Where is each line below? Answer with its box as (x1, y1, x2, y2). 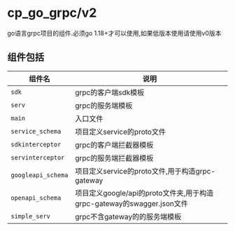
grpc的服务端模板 (74, 100, 133, 110)
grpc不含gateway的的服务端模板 (74, 211, 182, 221)
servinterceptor (10, 153, 65, 162)
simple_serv (10, 212, 51, 220)
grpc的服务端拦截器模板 (74, 153, 154, 162)
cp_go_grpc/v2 (7, 5, 97, 21)
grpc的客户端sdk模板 (74, 87, 145, 97)
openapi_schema (10, 194, 62, 202)
